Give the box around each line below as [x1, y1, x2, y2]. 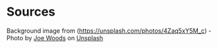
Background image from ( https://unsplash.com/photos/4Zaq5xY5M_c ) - [6, 27, 212, 35]
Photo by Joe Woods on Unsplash [6, 33, 103, 42]
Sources [6, 4, 56, 20]
